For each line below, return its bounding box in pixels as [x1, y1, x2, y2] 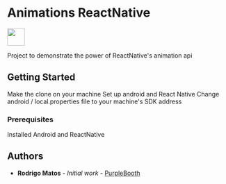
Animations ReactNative [7, 5, 151, 21]
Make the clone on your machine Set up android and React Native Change [7, 90, 220, 98]
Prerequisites [7, 115, 54, 124]
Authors [7, 151, 44, 162]
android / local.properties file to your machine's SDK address [7, 97, 182, 106]
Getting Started [7, 72, 76, 83]
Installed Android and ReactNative [7, 131, 105, 139]
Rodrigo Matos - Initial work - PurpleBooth [17, 169, 140, 177]
